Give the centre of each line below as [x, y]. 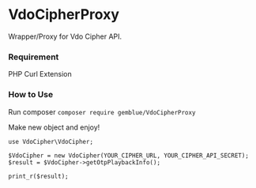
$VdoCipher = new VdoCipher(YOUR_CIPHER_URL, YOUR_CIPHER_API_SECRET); [128, 156]
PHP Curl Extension [40, 74]
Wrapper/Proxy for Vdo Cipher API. [65, 36]
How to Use [31, 95]
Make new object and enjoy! [54, 127]
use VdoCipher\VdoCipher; [51, 141]
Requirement [34, 57]
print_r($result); [38, 176]
